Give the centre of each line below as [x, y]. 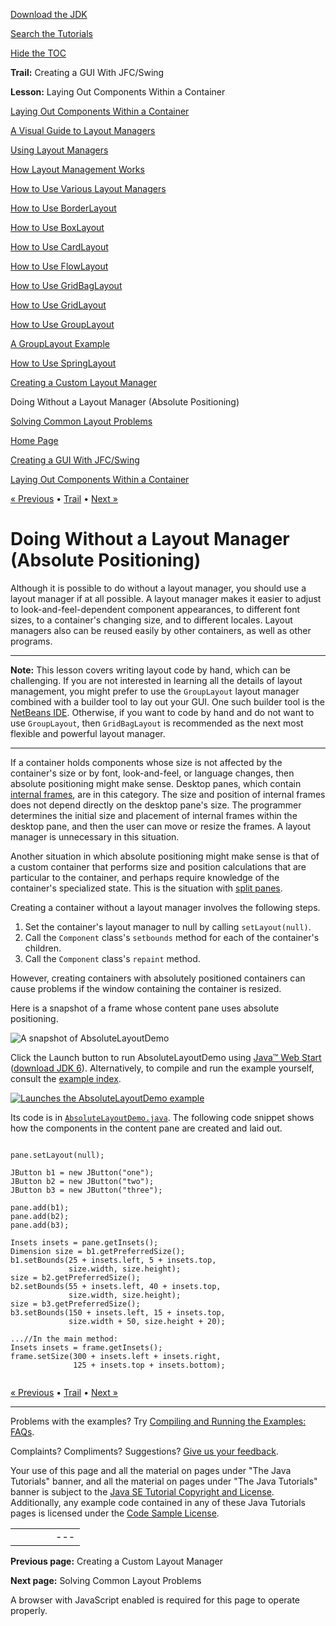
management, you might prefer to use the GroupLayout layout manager [155, 691]
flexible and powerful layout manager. [88, 733]
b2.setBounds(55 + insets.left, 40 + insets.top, [116, 1286]
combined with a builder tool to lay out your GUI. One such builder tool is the [167, 701]
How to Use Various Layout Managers [88, 188]
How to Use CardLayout [59, 247]
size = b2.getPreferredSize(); [75, 1277]
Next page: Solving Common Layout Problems [106, 1580]
